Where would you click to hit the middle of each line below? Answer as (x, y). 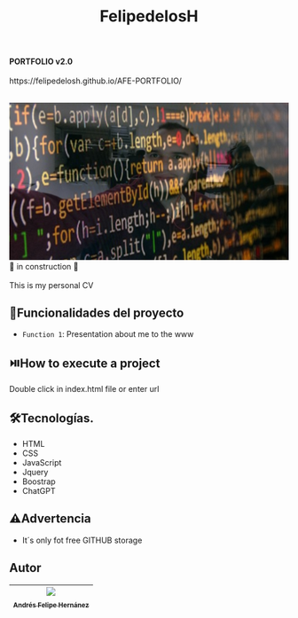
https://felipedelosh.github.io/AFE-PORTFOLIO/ (95, 81)
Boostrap (39, 481)
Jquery (35, 473)
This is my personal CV (51, 285)
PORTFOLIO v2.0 (41, 61)
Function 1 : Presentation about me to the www (108, 334)
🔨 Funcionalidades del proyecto (97, 313)
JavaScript (42, 463)
